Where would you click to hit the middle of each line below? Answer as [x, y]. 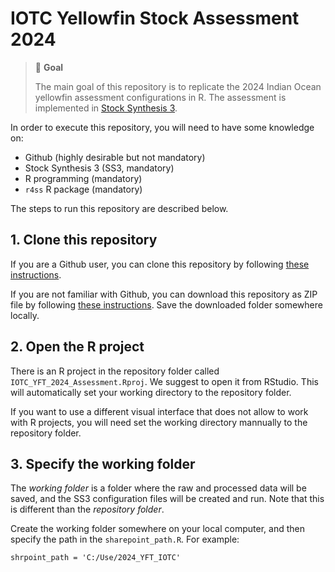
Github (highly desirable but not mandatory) [115, 157]
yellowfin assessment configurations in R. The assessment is [160, 97]
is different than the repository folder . [87, 509]
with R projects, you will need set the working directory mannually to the [159, 422]
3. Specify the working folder [103, 463]
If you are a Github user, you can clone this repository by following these [160, 264]
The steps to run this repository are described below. [119, 208]
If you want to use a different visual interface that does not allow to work [159, 411]
